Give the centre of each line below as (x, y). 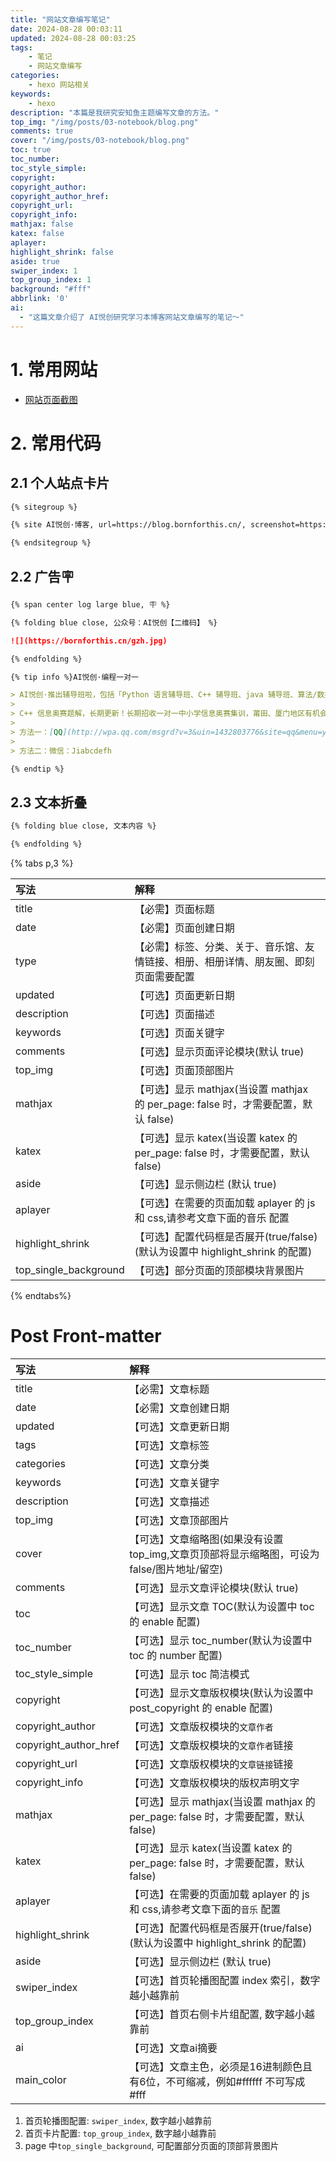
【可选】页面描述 (174, 1014)
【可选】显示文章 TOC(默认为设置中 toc (222, 1606)
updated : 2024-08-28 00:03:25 (73, 38)
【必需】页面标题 (174, 909)
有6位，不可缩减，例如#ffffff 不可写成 (217, 2081)
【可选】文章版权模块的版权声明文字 (214, 1783)
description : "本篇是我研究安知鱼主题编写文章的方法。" (115, 112)
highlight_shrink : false (62, 252)
